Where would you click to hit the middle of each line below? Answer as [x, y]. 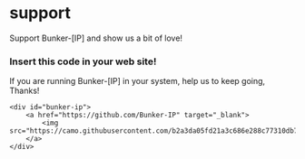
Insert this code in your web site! [83, 61]
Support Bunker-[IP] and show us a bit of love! [96, 38]
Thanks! [25, 91]
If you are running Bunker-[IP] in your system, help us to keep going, [138, 81]
